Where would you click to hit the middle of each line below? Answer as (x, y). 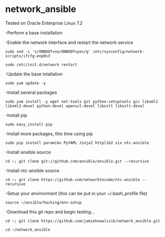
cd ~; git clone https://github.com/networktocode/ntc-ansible (73, 179)
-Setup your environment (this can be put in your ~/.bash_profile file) (76, 193)
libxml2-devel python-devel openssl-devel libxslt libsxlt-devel (75, 106)
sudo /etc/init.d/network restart (41, 64)
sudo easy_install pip (29, 124)
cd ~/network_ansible (28, 229)
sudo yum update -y (26, 83)
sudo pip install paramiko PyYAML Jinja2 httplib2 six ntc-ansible (77, 143)
